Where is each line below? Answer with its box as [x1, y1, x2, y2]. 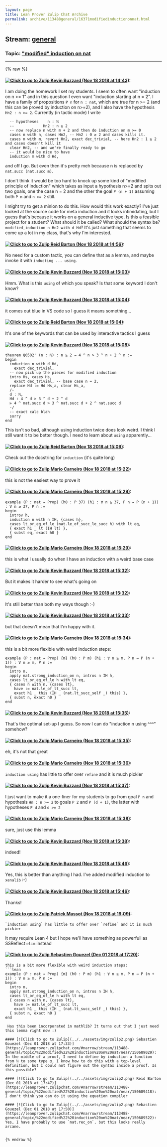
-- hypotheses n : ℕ [9, 119, 59, 125]
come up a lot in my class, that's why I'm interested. [5, 230, 112, 236]
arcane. [5, 1124, 21, 1129]
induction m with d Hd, [9, 154, 59, 159]
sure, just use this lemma [5, 827, 56, 833]
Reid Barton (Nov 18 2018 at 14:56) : [50, 241, 125, 247]
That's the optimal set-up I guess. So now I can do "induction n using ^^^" [5, 721, 157, 727]
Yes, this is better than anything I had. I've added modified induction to [5, 871, 150, 877]
